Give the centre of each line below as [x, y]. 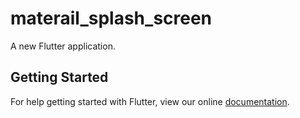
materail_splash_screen [111, 18]
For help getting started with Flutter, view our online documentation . [150, 101]
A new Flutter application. [63, 46]
